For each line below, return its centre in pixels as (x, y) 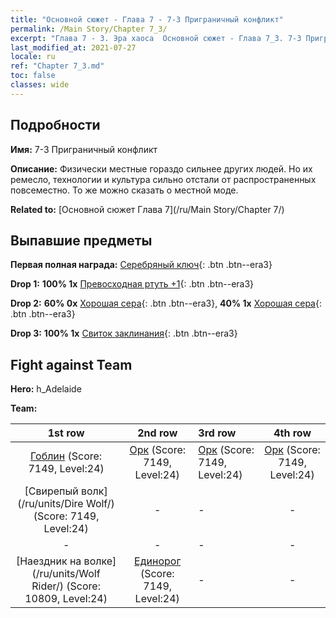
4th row (292, 433)
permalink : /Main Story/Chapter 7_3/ (89, 29)
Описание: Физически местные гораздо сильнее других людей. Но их (161, 168)
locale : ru (33, 57)
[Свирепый (51, 491)
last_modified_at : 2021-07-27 (73, 47)
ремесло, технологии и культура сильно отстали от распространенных (163, 179)
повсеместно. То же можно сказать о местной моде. (124, 190)
